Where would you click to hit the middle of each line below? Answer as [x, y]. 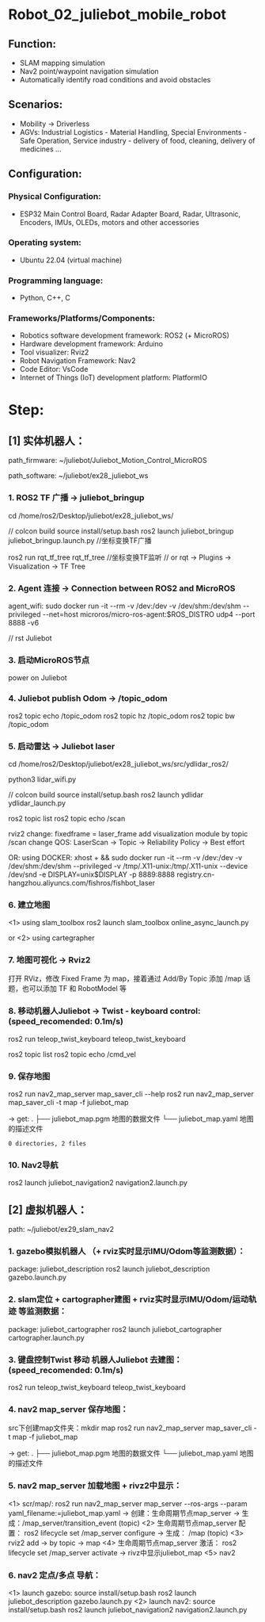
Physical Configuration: [55, 197]
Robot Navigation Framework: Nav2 [78, 361]
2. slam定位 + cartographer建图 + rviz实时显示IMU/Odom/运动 [129, 1299]
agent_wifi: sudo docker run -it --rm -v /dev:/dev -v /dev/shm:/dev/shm [125, 606]
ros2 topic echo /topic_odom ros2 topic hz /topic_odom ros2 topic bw [122, 716]
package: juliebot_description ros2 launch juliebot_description [109, 1269]
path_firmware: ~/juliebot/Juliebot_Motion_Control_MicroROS [108, 461]
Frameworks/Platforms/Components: [82, 319]
